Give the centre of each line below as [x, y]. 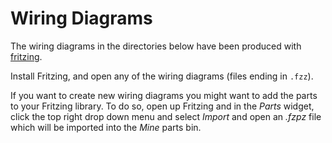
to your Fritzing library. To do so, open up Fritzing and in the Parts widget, [162, 106]
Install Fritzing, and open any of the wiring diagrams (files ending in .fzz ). [162, 76]
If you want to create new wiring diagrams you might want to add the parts [164, 95]
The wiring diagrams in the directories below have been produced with [156, 46]
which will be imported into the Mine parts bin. [106, 127]
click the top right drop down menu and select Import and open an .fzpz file [166, 116]
